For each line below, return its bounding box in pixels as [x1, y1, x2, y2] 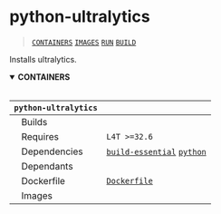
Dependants [21, 160, 74, 172]
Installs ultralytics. [9, 53, 77, 64]
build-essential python [106, 147, 207, 157]
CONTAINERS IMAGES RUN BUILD [31, 38, 137, 47]
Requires [21, 130, 59, 142]
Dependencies [21, 145, 83, 158]
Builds [21, 115, 48, 128]
